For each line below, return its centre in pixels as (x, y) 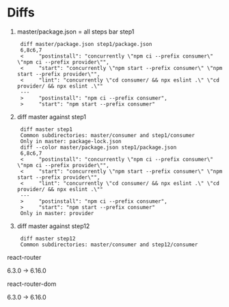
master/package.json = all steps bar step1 (76, 32)
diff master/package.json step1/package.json (86, 44)
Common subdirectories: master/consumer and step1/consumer (108, 135)
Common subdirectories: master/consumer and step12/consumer (109, 245)
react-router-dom (32, 284)
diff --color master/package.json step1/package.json (98, 147)
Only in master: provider (57, 213)
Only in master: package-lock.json (71, 141)
